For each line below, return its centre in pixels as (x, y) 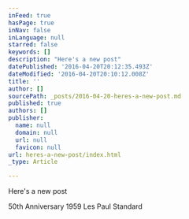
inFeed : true (30, 15)
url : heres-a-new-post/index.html (65, 154)
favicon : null (38, 147)
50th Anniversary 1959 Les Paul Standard (76, 206)
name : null (33, 125)
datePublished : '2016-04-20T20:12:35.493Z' (81, 67)
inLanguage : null (37, 37)
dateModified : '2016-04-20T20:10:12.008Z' (79, 74)
